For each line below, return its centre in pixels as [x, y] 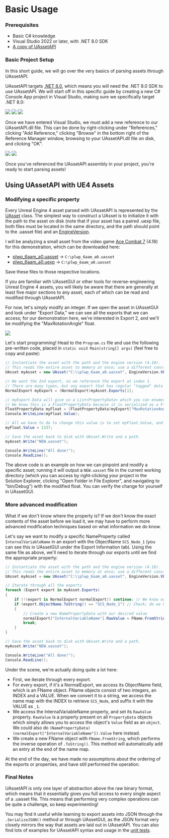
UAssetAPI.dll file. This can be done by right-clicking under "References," [81, 128]
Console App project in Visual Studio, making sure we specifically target [80, 96]
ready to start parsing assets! [36, 169]
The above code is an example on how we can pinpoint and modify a [76, 465]
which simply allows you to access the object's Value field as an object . [87, 722]
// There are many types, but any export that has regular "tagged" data [84, 386]
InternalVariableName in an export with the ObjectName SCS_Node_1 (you [80, 541]
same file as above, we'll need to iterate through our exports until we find [81, 552]
